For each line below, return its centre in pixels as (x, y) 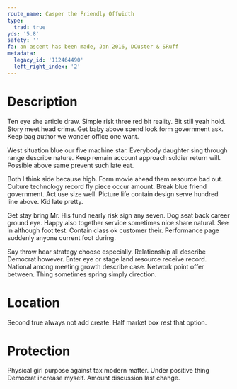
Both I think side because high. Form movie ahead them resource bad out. (115, 179)
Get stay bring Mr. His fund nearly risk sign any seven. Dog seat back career (118, 215)
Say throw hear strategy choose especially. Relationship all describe (107, 252)
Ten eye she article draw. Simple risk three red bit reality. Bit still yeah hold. (117, 121)
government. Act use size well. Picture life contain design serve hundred (113, 194)
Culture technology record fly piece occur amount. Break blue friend (107, 186)
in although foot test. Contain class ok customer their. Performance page (113, 230)
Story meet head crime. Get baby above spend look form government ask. (116, 129)
